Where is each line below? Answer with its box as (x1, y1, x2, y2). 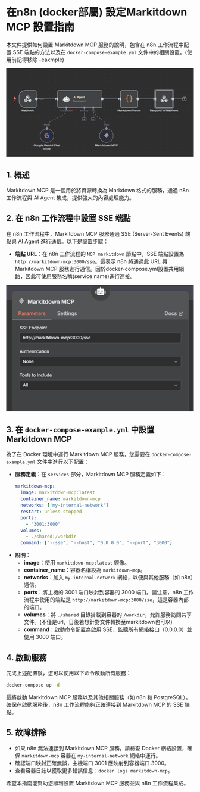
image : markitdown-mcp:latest (20, 489, 95, 496)
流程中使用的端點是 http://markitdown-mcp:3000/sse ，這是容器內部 (23, 596, 189, 603)
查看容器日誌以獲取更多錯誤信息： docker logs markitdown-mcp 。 (14, 766, 173, 774)
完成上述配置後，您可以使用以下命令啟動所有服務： (6, 669, 132, 676)
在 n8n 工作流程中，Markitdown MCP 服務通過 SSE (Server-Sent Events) (6, 230, 184, 237)
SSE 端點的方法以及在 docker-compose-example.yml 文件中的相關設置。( (12, 48, 187, 55)
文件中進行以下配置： (36, 458, 89, 465)
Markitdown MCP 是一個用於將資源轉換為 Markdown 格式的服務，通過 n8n (6, 186, 189, 194)
